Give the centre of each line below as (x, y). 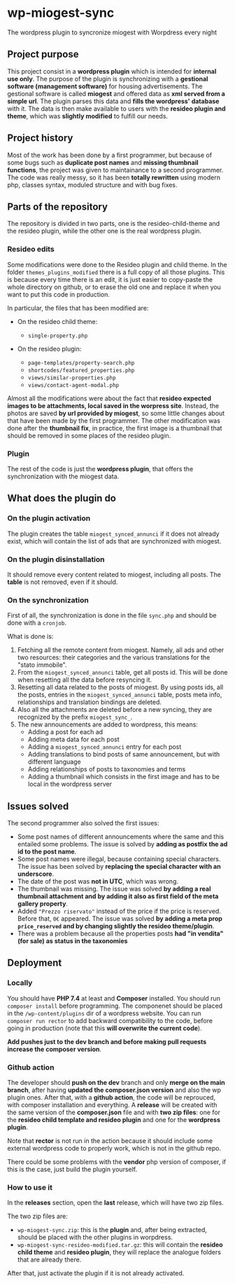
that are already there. (49, 1259)
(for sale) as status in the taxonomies (72, 941)
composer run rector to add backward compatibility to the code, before (110, 1020)
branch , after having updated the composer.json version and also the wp (114, 1090)
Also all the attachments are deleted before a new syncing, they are (114, 710)
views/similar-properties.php (72, 378)
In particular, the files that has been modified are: (78, 308)
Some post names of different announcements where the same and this (121, 837)
